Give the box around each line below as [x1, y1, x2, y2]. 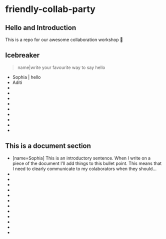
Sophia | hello [12, 74, 41, 80]
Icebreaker [5, 51, 40, 59]
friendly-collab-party [5, 3, 96, 15]
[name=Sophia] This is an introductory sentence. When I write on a [12, 155, 151, 161]
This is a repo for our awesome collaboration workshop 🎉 [5, 36, 123, 42]
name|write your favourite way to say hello [17, 64, 105, 70]
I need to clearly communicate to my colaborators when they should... [12, 165, 156, 171]
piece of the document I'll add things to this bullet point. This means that [12, 160, 162, 166]
